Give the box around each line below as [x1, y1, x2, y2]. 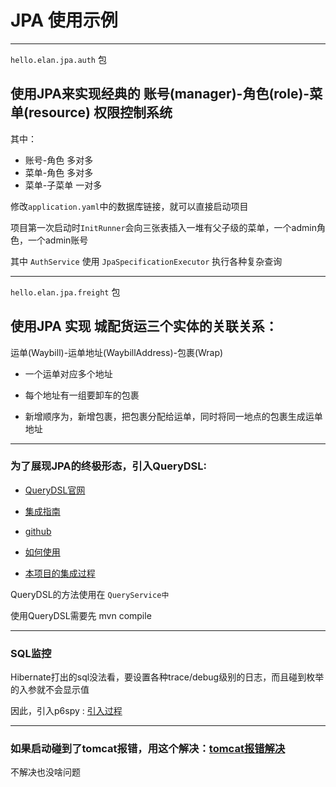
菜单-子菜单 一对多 [24, 179, 103, 191]
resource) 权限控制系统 [28, 104, 173, 121]
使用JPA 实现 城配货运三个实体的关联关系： [10, 318, 278, 335]
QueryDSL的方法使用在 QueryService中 [10, 588, 170, 600]
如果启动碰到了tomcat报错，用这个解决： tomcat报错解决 [10, 742, 286, 756]
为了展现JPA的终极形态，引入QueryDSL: [10, 459, 208, 473]
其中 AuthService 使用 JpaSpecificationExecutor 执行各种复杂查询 [10, 255, 283, 267]
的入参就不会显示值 [10, 684, 90, 696]
